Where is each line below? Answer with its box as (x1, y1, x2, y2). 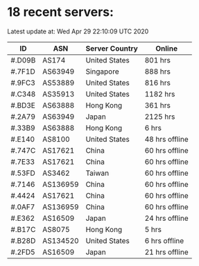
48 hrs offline (144, 134, 189, 144)
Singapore (85, 67, 119, 76)
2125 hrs (144, 112, 175, 122)
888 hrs (144, 67, 171, 76)
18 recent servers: (7, 4, 114, 20)
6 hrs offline (144, 235, 184, 245)
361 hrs (144, 100, 171, 110)
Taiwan (85, 168, 110, 178)
